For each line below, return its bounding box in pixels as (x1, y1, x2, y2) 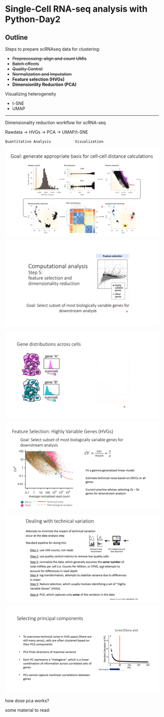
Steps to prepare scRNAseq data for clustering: (5, 46, 101, 52)
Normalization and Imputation (12, 71, 72, 77)
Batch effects (12, 61, 40, 66)
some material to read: (5, 707, 50, 713)
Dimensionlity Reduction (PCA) (12, 82, 77, 87)
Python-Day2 (5, 14, 61, 25)
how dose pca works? (5, 698, 50, 703)
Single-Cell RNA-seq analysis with (5, 3, 148, 15)
